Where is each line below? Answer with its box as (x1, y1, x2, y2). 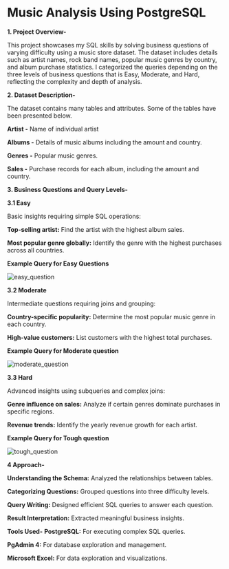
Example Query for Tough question (7, 433, 109, 442)
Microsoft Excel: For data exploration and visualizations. (7, 554, 167, 562)
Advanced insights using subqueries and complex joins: (7, 387, 165, 395)
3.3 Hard (7, 373, 33, 381)
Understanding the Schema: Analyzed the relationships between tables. (7, 473, 213, 482)
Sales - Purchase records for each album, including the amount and (7, 164, 199, 173)
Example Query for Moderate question (7, 346, 119, 355)
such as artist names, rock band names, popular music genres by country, (7, 55, 218, 63)
